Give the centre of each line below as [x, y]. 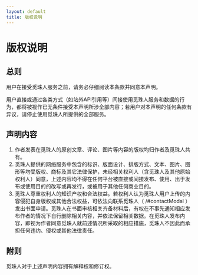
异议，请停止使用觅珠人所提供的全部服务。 [58, 114]
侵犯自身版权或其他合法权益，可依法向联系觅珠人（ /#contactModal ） [105, 201]
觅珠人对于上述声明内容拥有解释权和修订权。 [60, 266]
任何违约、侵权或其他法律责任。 [59, 231]
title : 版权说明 [24, 17]
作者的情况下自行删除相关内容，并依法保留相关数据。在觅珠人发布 [100, 216]
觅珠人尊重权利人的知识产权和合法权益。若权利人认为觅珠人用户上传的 [100, 194]
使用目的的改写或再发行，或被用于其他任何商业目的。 [90, 187]
